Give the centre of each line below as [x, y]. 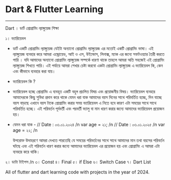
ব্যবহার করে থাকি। [26, 152]
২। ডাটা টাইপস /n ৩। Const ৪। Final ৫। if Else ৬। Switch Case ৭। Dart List [78, 162]
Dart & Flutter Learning [54, 9]
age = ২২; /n [25, 130]
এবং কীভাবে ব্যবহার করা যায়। [34, 71]
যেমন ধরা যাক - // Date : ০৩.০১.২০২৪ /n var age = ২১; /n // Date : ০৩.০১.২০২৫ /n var [89, 124]
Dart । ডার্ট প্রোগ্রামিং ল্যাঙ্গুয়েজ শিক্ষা [32, 28]
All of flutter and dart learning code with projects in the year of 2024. [78, 172]
